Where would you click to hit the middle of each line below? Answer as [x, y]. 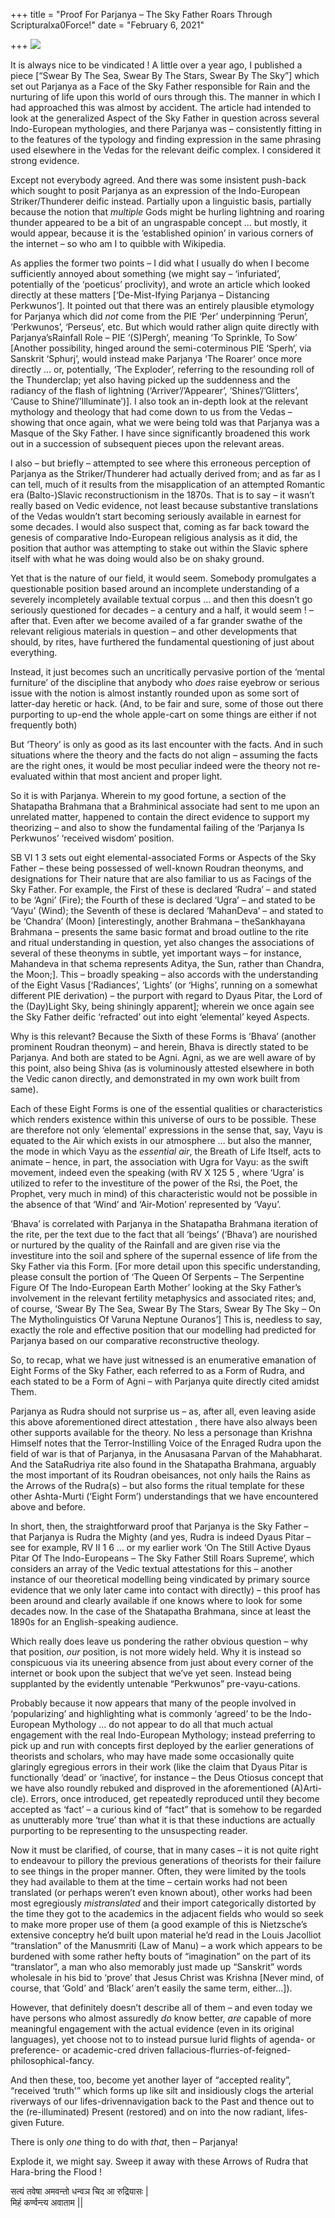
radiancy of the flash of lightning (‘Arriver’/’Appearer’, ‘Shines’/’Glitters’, [155, 390]
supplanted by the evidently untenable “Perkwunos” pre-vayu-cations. [155, 1683]
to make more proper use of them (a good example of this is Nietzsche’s [159, 1924]
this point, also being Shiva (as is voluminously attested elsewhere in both [162, 1068]
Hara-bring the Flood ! [56, 2172]
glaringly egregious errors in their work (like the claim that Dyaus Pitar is [159, 1767]
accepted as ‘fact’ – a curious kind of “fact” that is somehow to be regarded [166, 1809]
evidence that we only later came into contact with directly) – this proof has [165, 1590]
